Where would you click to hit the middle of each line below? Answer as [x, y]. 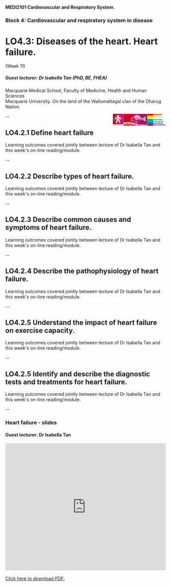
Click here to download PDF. [35, 579]
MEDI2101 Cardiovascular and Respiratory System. [60, 7]
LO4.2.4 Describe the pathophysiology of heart [82, 271]
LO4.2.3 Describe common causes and [68, 219]
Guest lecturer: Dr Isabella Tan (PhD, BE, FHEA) [56, 78]
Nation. [13, 107]
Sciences [15, 96]
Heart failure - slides [31, 423]
